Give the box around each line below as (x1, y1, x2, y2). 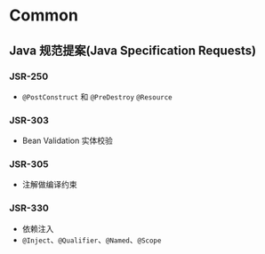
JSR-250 (9, 70, 49, 83)
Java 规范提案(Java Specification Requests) (9, 43, 256, 58)
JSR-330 (9, 202, 49, 214)
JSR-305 (9, 158, 49, 171)
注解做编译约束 (21, 179, 77, 190)
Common (9, 5, 78, 26)
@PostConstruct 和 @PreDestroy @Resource (21, 91, 173, 102)
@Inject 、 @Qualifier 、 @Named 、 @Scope (21, 234, 162, 245)
